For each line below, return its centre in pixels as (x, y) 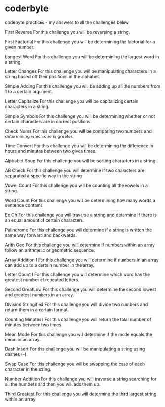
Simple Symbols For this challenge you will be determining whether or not (80, 116)
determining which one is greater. (39, 136)
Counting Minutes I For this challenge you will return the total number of (78, 319)
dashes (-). (17, 354)
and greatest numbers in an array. (40, 295)
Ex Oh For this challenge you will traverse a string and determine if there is (81, 215)
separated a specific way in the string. (44, 175)
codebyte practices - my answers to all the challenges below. (67, 22)
